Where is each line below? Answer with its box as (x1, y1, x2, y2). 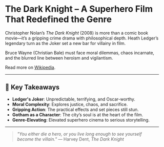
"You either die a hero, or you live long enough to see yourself (17, 131, 142, 137)
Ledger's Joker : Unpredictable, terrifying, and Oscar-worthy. (12, 96, 136, 102)
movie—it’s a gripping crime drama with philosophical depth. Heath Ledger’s (5, 35, 159, 41)
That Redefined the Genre (5, 14, 112, 25)
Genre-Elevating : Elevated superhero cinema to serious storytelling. (12, 117, 150, 123)
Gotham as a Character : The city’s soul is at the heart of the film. (12, 111, 143, 118)
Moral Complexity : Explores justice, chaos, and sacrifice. (12, 101, 128, 107)
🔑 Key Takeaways (5, 83, 60, 91)
